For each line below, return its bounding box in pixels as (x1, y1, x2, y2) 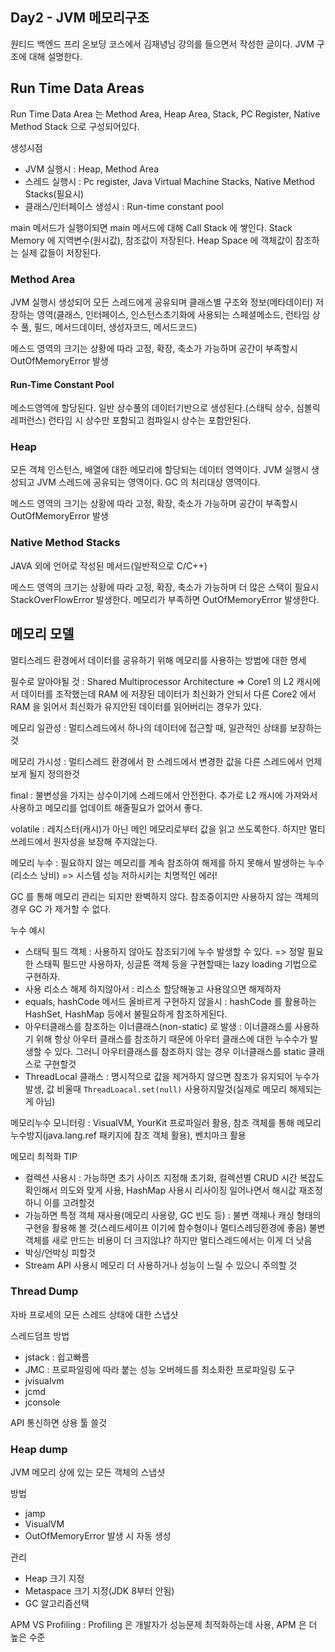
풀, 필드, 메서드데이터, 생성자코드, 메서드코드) (20, 321, 198, 333)
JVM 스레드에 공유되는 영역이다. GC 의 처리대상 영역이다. (36, 476, 261, 488)
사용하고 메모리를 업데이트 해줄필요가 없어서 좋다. (10, 801, 203, 813)
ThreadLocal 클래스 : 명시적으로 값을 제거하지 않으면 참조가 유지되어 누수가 (24, 1070, 320, 1082)
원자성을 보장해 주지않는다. (53, 835, 158, 847)
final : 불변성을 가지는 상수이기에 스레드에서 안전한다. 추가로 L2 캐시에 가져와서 (10, 789, 318, 801)
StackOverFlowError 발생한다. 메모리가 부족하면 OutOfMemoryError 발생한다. (10, 593, 320, 605)
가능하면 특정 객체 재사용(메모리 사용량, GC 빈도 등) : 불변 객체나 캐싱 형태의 (24, 1209, 322, 1221)
